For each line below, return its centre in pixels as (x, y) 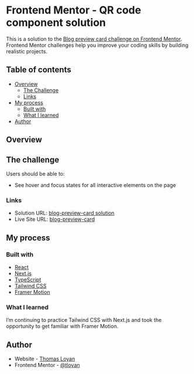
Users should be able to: (36, 174)
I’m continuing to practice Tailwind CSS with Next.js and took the (84, 320)
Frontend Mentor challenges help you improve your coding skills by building (97, 45)
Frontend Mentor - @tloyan (47, 365)
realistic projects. (27, 51)
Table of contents (39, 70)
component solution (56, 23)
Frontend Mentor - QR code (74, 10)
